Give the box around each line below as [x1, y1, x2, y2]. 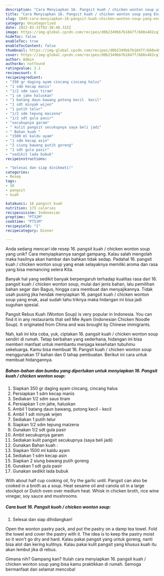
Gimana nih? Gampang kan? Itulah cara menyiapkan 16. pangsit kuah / [5, 556, 146, 562]
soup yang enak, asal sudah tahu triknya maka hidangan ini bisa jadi [5, 296, 142, 302]
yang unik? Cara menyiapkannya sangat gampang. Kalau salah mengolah [5, 251, 152, 257]
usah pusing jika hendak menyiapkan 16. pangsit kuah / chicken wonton [5, 291, 149, 297]
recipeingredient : [5, 75, 43, 80]
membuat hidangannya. [5, 357, 53, 362]
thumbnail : [5, 48, 28, 53]
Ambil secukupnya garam [12, 432, 64, 438]
